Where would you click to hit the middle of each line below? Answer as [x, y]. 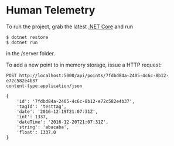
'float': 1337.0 [37, 132]
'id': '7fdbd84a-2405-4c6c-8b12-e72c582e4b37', [76, 101]
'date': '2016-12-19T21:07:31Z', [57, 112]
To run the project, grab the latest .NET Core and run [70, 26]
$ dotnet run [22, 42]
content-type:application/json [44, 86]
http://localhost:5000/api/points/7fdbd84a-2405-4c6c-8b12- [94, 75]
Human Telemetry [51, 10]
